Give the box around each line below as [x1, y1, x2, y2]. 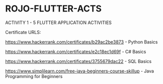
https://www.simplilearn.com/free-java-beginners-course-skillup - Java [5, 68, 154, 74]
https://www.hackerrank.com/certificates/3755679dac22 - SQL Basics [5, 58, 152, 64]
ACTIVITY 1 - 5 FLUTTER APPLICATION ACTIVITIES [5, 19, 112, 25]
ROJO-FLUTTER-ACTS [5, 3, 102, 14]
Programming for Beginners [5, 73, 63, 79]
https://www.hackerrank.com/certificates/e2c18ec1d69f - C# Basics [5, 48, 146, 54]
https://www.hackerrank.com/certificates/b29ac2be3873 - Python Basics [5, 38, 158, 45]
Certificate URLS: [5, 29, 41, 35]
